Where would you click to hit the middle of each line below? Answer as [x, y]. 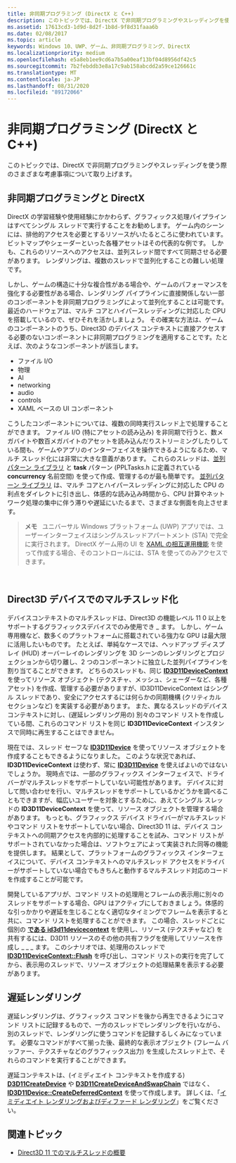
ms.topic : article [34, 40]
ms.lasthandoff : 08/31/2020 [48, 86]
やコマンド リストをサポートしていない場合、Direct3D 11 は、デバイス [108, 826]
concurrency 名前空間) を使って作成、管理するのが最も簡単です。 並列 [110, 476]
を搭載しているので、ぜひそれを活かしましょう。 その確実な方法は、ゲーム [115, 319]
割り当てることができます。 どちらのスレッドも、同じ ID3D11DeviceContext [118, 670]
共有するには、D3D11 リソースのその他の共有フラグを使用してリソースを [112, 938]
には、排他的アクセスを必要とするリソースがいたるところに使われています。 [117, 234]
